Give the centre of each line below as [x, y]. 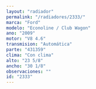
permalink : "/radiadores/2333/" [46, 17]
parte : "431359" [26, 50]
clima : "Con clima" [30, 55]
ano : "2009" [21, 33]
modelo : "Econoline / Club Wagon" [49, 28]
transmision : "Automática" [39, 44]
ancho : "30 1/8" [26, 66]
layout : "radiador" [30, 11]
